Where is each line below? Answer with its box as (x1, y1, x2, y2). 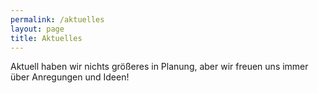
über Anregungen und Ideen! (10, 71, 130, 83)
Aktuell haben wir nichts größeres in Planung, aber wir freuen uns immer (10, 61, 309, 73)
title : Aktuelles (10, 33, 83, 43)
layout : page (10, 24, 65, 34)
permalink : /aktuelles (10, 14, 105, 25)
